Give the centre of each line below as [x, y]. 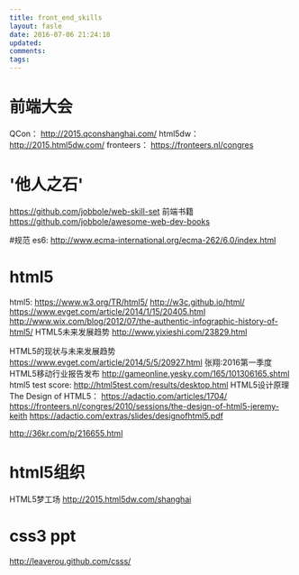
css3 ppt [43, 536]
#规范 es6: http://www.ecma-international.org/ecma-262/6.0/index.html [143, 240]
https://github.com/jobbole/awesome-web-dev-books [109, 221]
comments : [28, 51]
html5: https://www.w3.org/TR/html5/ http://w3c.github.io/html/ [127, 302]
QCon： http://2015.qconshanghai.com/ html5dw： [104, 133]
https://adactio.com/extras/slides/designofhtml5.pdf [126, 415]
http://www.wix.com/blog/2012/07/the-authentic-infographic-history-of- [144, 321]
